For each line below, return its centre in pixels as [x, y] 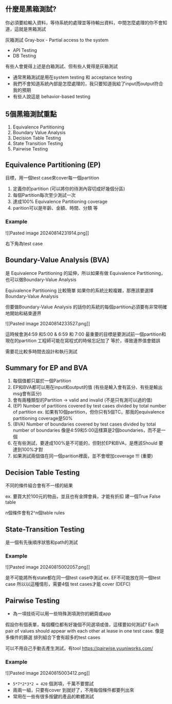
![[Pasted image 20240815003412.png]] [47, 673]
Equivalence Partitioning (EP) [53, 165]
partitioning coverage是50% [43, 418]
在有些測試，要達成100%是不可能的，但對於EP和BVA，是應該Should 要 [88, 443]
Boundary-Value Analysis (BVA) [57, 260]
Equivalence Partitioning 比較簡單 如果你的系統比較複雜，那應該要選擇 [80, 290]
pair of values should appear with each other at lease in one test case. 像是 [85, 631]
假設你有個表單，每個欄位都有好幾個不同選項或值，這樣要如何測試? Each [82, 625]
